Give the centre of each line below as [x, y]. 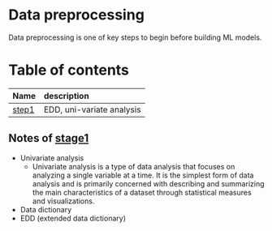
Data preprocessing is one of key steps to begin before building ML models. [135, 37]
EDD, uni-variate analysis [92, 109]
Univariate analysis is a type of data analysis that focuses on [134, 166]
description [66, 96]
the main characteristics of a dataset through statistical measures [142, 192]
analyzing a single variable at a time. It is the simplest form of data [143, 175]
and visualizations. [63, 201]
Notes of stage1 [49, 138]
